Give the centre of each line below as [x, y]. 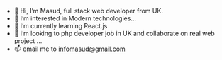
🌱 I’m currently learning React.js [61, 26]
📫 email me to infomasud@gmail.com [70, 49]
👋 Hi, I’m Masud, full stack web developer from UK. [88, 11]
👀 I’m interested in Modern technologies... [75, 18]
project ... [28, 41]
